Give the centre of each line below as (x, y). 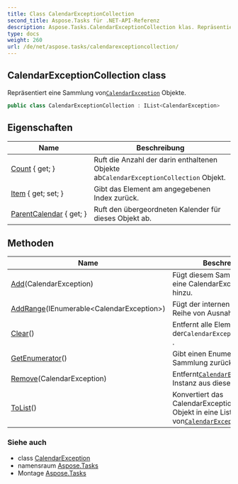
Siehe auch (27, 442)
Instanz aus (192, 383)
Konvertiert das (198, 395)
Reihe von (189, 313)
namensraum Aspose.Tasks (58, 466)
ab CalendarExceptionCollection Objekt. (160, 177)
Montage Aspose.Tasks (52, 473)
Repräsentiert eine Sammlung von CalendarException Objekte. (97, 92)
